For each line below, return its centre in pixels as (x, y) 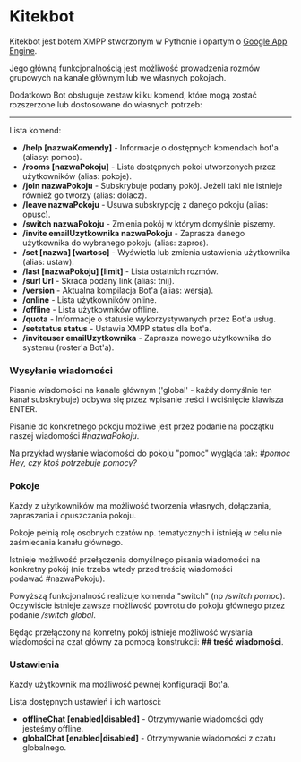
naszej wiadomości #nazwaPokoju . (74, 436)
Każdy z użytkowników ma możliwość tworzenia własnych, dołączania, (140, 505)
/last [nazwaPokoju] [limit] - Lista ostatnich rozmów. (120, 271)
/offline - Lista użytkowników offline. (90, 309)
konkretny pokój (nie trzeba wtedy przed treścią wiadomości (121, 569)
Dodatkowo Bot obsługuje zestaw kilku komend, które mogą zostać (133, 95)
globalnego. (44, 747)
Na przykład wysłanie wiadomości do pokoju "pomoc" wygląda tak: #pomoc (150, 453)
